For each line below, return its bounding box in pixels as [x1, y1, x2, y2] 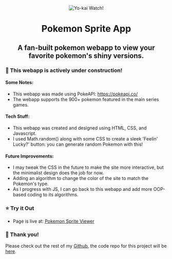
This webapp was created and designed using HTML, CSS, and [12, 125, 147, 131]
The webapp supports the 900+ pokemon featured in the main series [12, 96, 159, 102]
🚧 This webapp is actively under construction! [5, 67, 123, 74]
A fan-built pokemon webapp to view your [17, 43, 155, 52]
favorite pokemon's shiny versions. [28, 51, 144, 60]
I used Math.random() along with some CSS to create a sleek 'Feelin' [12, 135, 158, 142]
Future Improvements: [5, 153, 54, 159]
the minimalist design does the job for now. [12, 170, 104, 176]
